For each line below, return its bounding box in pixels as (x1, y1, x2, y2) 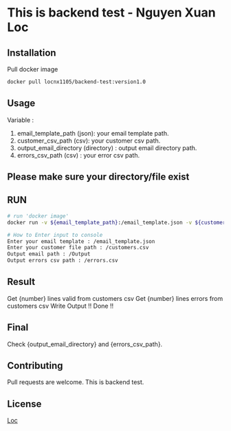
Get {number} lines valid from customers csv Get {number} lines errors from (7, 294, 223, 302)
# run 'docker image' (7, 212, 69, 220)
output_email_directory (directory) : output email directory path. (16, 143, 197, 152)
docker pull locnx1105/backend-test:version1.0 (7, 78, 146, 85)
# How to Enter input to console (7, 231, 103, 238)
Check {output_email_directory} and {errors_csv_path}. (7, 339, 163, 348)
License (7, 398, 42, 410)
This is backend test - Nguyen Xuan (7, 5, 216, 21)
